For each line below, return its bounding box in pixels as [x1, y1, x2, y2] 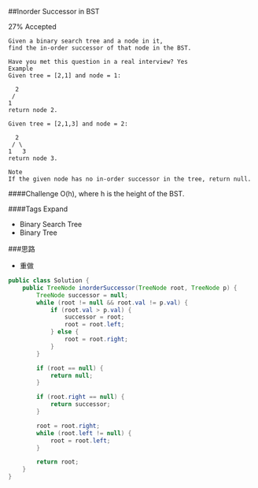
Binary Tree [19, 228, 57, 237]
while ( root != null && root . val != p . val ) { [36, 299, 189, 307]
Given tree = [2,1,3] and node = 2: [8, 120, 128, 128]
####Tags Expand [8, 204, 68, 214]
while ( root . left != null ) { [36, 429, 132, 437]
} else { [50, 328, 79, 336]
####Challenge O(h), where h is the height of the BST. [8, 189, 185, 198]
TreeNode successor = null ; [36, 291, 128, 299]
